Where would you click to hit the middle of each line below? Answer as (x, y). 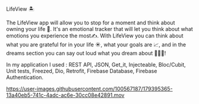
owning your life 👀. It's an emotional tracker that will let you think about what (99, 29)
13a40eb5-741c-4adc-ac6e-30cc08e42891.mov (65, 95)
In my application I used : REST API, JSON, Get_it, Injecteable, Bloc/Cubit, (96, 64)
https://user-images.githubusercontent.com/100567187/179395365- (90, 89)
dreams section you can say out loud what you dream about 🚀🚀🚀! (86, 53)
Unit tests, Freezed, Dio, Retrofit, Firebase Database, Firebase (82, 71)
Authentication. (25, 77)
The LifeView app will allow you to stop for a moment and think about (91, 23)
